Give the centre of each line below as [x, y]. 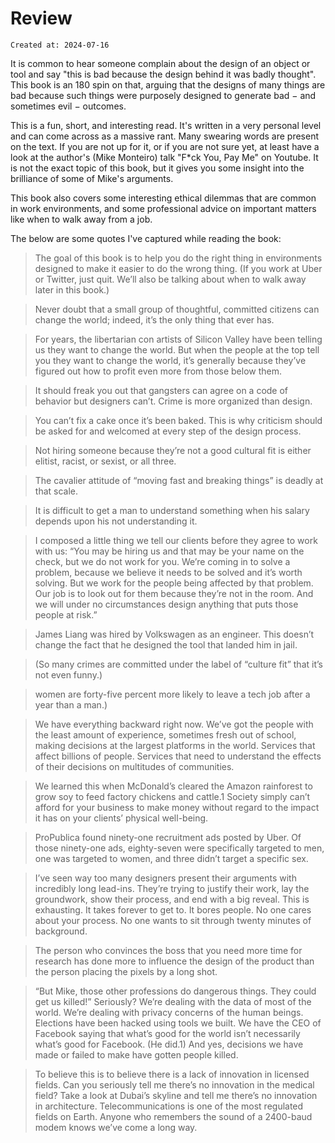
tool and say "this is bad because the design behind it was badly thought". [163, 74]
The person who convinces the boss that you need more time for [168, 950]
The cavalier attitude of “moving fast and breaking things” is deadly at [179, 480]
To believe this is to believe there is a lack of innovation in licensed [172, 1074]
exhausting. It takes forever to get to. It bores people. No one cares [173, 909]
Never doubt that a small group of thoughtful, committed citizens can [177, 309]
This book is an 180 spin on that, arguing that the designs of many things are [168, 84]
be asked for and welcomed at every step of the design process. [168, 431]
